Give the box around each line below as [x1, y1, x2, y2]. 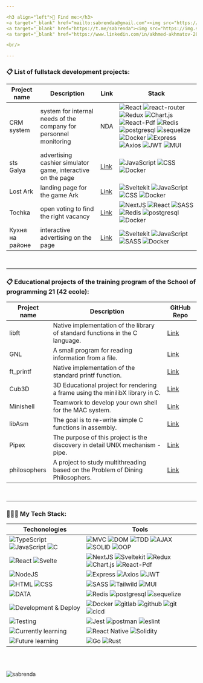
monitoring [40, 137, 71, 146]
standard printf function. [53, 371, 122, 379]
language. [53, 336, 82, 345]
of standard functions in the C [53, 328, 138, 337]
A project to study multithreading [53, 458, 146, 466]
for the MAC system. [53, 406, 111, 414]
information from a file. [53, 354, 118, 362]
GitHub [170, 303, 192, 312]
